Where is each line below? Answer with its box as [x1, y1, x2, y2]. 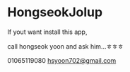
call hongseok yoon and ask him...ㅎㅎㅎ [7, 42, 124, 50]
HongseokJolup [7, 4, 103, 20]
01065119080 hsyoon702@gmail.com [7, 56, 117, 64]
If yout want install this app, [7, 28, 88, 36]
